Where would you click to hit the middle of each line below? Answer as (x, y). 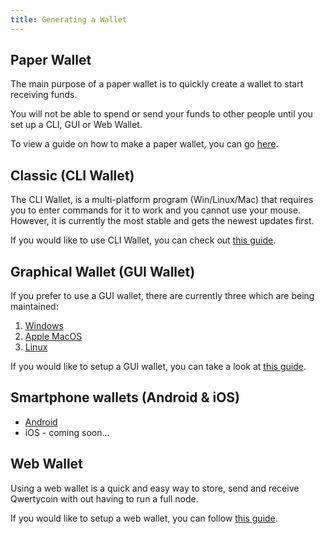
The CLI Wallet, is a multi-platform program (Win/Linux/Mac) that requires (162, 200)
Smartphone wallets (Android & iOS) (125, 397)
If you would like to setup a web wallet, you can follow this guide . (144, 518)
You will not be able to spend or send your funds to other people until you (161, 114)
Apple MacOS (53, 337)
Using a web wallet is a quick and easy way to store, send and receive (155, 488)
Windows (44, 326)
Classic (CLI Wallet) (72, 175)
